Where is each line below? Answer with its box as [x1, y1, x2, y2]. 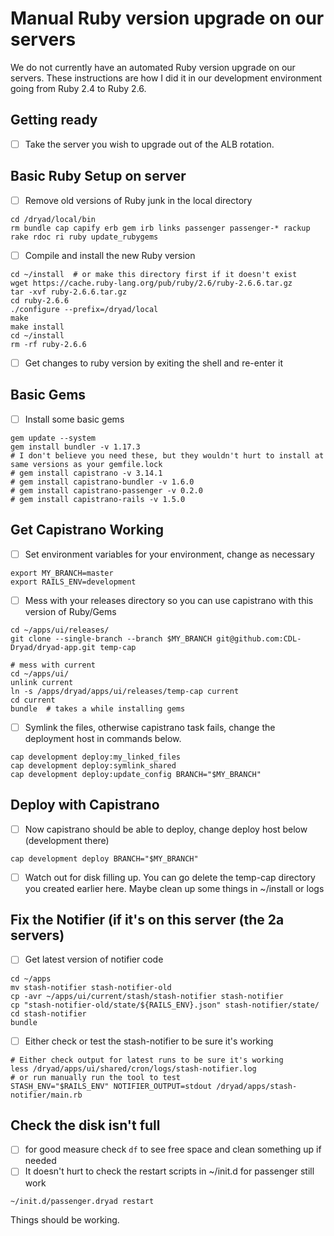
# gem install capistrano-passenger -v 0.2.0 [10, 485, 203, 496]
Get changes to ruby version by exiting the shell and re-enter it [24, 357, 283, 369]
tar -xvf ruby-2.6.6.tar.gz [10, 287, 128, 297]
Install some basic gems [24, 413, 125, 425]
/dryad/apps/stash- [216, 1081, 298, 1091]
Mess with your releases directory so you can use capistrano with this [24, 594, 314, 606]
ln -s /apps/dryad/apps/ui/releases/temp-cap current [10, 686, 240, 696]
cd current [10, 695, 56, 705]
